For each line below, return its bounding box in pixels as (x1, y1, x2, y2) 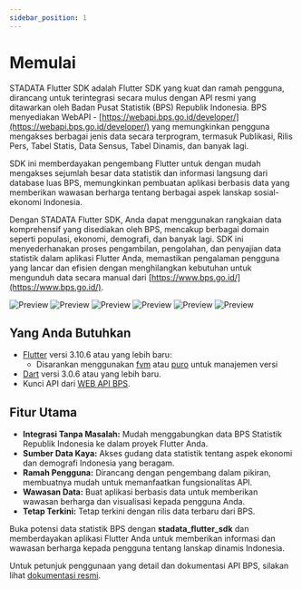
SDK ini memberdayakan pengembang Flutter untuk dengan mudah (9, 158, 261, 169)
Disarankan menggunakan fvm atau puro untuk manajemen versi (35, 359, 278, 370)
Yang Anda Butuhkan (9, 325, 132, 340)
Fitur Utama (9, 405, 78, 420)
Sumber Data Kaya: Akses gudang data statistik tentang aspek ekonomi (22, 448, 293, 459)
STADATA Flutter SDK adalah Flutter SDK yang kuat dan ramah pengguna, (9, 83, 285, 93)
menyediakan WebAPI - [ (9, 111, 102, 123)
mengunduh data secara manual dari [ (9, 271, 152, 282)
